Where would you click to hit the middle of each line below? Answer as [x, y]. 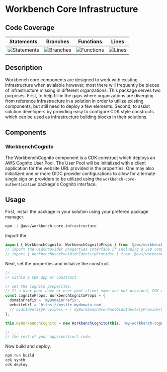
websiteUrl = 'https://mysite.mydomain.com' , [58, 305]
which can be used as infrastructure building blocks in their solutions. [76, 117]
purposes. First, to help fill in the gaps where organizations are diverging [80, 95]
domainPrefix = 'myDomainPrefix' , [45, 300]
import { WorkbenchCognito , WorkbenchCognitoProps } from [66, 245]
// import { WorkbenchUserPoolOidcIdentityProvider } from [68, 254]
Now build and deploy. [28, 346]
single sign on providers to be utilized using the [54, 179]
